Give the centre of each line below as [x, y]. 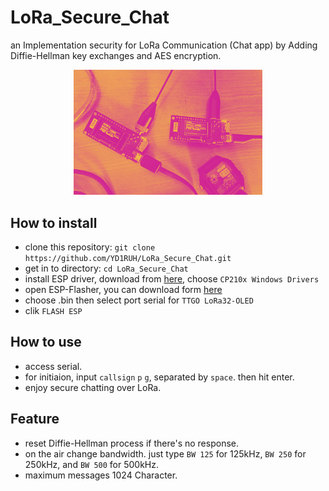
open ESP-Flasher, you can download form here [123, 289]
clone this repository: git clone [90, 247]
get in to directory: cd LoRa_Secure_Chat [106, 268]
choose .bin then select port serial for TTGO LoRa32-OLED [139, 300]
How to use [46, 342]
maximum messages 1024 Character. [101, 475]
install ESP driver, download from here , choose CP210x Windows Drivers [172, 278]
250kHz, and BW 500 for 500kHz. [91, 464]
